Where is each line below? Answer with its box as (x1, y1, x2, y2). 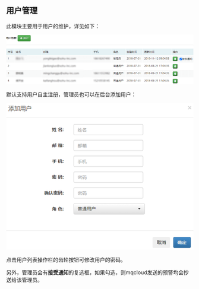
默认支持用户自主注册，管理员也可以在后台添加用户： (6, 91, 137, 98)
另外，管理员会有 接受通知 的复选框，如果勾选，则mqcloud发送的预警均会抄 (6, 269, 189, 276)
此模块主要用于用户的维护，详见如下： (6, 23, 100, 30)
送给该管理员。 (6, 276, 43, 283)
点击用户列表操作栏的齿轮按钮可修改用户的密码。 (6, 256, 126, 263)
